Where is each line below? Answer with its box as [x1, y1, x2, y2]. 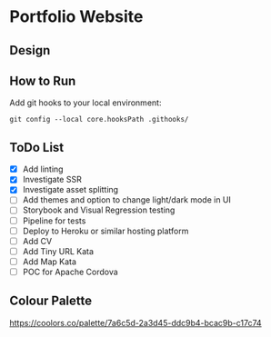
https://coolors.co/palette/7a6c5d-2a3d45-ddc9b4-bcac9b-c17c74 [9, 317, 262, 328]
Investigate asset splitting [22, 184, 119, 195]
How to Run [9, 73, 76, 88]
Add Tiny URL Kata [22, 245, 94, 256]
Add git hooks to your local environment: [9, 97, 162, 108]
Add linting [22, 164, 64, 174]
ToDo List [9, 139, 65, 155]
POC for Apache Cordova [22, 266, 118, 277]
